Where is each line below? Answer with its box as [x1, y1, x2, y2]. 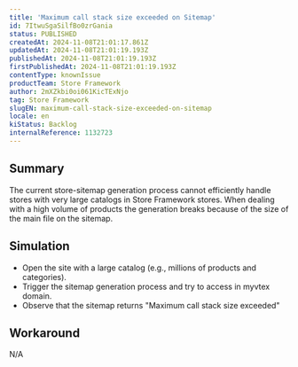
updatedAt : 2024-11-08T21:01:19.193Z [9, 46, 149, 55]
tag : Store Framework [9, 95, 90, 105]
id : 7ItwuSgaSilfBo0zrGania [9, 21, 114, 30]
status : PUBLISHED [9, 29, 77, 38]
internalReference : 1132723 [9, 129, 114, 137]
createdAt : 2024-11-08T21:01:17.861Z [9, 37, 149, 47]
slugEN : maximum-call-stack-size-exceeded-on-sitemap [9, 104, 213, 113]
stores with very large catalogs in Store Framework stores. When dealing [9, 194, 275, 205]
